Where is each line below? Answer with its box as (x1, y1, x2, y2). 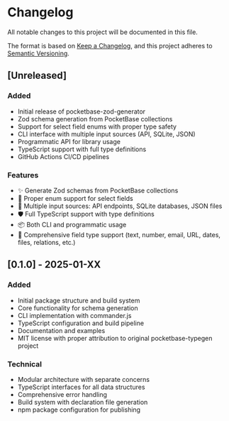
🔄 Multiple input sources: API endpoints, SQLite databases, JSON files (17, 202, 223, 210)
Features (7, 170, 39, 180)
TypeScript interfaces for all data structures (17, 383, 145, 391)
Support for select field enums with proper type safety (17, 122, 177, 131)
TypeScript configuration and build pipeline (17, 319, 144, 327)
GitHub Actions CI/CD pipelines (17, 152, 110, 160)
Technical (7, 359, 43, 369)
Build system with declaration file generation (17, 398, 148, 406)
